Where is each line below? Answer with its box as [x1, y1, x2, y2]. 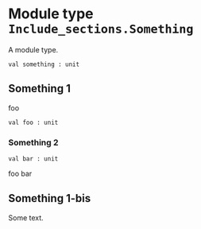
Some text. [8, 212, 44, 223]
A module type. [8, 45, 59, 54]
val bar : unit [8, 155, 59, 163]
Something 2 [8, 137, 59, 148]
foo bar [8, 169, 33, 179]
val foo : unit [8, 118, 59, 126]
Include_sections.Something [8, 21, 194, 37]
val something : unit [8, 60, 80, 68]
